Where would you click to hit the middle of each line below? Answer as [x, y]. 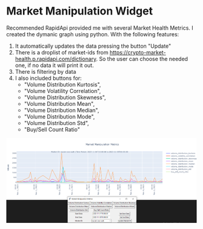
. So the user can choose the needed [142, 59]
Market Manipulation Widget [79, 11]
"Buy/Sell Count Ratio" [52, 129]
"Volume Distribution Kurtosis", [63, 84]
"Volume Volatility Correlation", [63, 91]
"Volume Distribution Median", [62, 110]
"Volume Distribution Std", [56, 123]
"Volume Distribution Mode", [60, 117]
